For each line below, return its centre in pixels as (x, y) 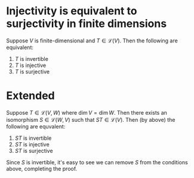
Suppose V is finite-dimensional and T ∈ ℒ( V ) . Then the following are (92, 41)
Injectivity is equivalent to (72, 11)
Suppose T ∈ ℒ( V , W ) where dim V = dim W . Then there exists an (87, 112)
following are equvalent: (36, 126)
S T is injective (32, 144)
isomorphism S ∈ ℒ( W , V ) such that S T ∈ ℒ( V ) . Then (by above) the (91, 119)
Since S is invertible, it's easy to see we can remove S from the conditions (97, 162)
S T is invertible (33, 138)
